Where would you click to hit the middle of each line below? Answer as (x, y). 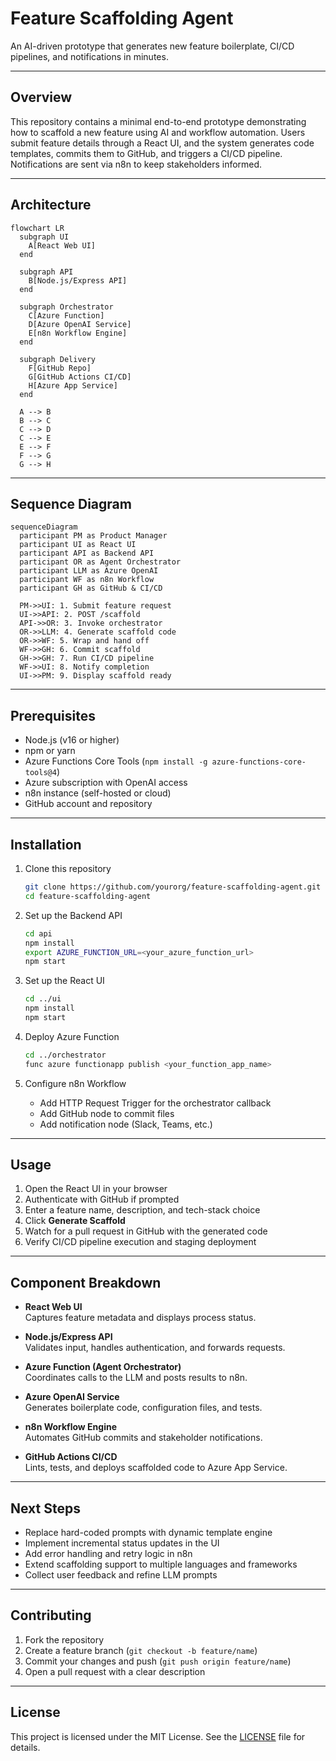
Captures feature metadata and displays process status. (140, 1318)
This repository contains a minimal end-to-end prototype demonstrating (158, 121)
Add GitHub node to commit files (107, 1113)
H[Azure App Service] (73, 385)
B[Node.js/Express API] (78, 280)
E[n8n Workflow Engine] (78, 333)
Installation (46, 844)
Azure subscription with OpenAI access (106, 783)
